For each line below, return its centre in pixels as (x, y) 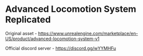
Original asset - (21, 33)
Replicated (28, 20)
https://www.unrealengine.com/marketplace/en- (88, 33)
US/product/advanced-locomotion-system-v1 (52, 39)
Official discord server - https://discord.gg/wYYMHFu (61, 48)
